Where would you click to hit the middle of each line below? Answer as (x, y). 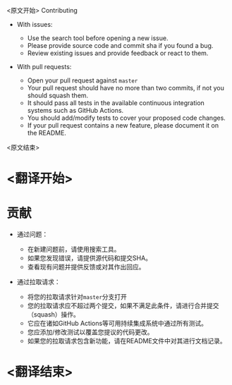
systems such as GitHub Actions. (75, 110)
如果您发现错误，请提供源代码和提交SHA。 (90, 258)
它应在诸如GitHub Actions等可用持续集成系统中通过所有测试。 (117, 324)
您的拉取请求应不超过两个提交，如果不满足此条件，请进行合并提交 (123, 306)
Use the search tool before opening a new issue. (98, 38)
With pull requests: (44, 67)
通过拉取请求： (38, 282)
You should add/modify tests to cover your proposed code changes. (127, 118)
